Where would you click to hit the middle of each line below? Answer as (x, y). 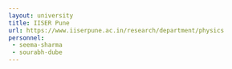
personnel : (26, 38)
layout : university (41, 15)
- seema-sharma (37, 45)
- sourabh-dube (37, 52)
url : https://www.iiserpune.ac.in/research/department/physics (116, 30)
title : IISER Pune (39, 23)
